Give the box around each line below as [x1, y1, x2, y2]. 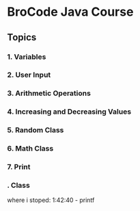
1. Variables [7, 52, 46, 62]
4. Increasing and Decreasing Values [7, 107, 132, 116]
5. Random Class [7, 125, 64, 135]
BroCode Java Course [7, 4, 134, 20]
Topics [7, 32, 37, 43]
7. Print [7, 162, 31, 172]
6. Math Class [7, 144, 54, 153]
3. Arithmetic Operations [7, 88, 91, 98]
